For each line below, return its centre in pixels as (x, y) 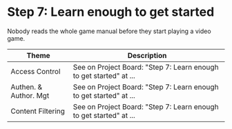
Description (147, 55)
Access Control (36, 71)
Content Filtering (38, 111)
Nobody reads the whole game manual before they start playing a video (109, 31)
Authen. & (27, 87)
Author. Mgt (30, 95)
